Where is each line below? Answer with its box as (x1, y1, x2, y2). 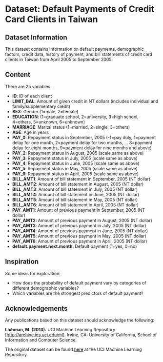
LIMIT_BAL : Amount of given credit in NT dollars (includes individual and (12, 98, 159, 104)
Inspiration (5, 258, 39, 266)
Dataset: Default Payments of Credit (5, 3, 155, 15)
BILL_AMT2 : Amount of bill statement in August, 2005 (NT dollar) (12, 181, 144, 187)
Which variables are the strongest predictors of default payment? (12, 290, 143, 296)
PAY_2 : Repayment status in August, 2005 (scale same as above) (12, 150, 144, 156)
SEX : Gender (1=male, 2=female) (12, 108, 79, 114)
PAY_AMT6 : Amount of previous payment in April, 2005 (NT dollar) (12, 238, 147, 244)
